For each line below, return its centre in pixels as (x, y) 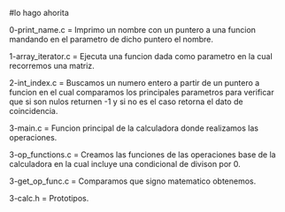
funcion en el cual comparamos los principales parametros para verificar (142, 92)
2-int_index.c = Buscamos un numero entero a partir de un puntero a (135, 83)
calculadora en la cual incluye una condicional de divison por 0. (125, 164)
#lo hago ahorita (39, 13)
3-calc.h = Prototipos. (49, 198)
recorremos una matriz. (52, 66)
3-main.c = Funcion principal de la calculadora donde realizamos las (134, 128)
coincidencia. (34, 111)
